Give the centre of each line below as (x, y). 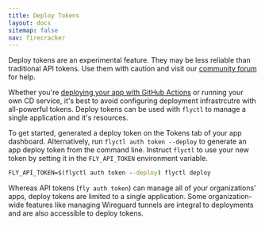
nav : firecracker (37, 38)
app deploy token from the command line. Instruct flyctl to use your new (129, 150)
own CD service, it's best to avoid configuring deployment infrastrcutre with (132, 101)
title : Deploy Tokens (44, 15)
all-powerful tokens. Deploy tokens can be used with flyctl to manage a (127, 109)
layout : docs (30, 23)
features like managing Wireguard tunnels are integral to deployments (140, 205)
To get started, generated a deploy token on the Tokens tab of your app (125, 133)
